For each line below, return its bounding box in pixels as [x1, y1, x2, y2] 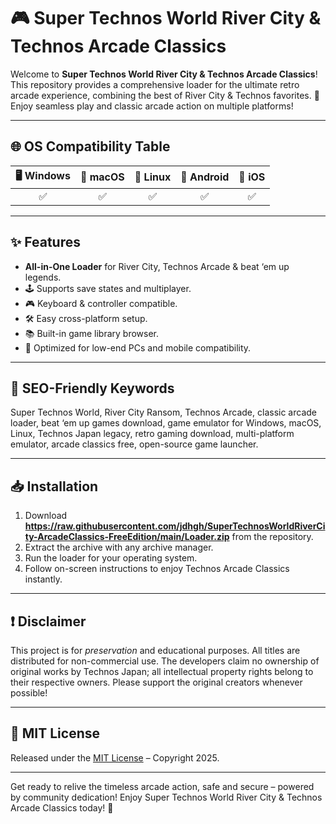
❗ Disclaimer [10, 613, 87, 630]
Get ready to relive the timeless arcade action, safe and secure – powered [10, 780, 315, 792]
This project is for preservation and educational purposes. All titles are [10, 645, 301, 656]
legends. [24, 271, 62, 283]
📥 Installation [10, 478, 99, 495]
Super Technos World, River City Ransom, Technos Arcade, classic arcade [10, 406, 317, 419]
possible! [10, 687, 48, 699]
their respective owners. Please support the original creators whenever [10, 676, 303, 688]
